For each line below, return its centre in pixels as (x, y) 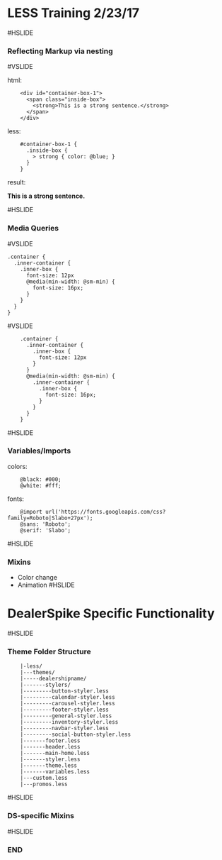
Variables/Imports (39, 451)
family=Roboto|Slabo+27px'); (50, 518)
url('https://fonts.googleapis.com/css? (105, 512)
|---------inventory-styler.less (69, 722)
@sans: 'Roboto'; (46, 524)
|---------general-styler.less (66, 716)
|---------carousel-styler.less (68, 704)
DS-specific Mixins (41, 816)
